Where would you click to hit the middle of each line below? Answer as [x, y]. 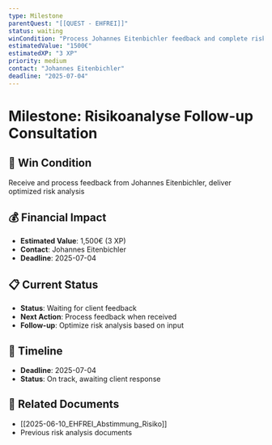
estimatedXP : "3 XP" [43, 53]
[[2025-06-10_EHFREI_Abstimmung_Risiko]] [93, 424]
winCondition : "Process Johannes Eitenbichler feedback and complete [128, 38]
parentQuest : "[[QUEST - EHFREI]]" [68, 23]
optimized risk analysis [47, 191]
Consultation [53, 133]
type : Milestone [36, 16]
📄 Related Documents [64, 404]
